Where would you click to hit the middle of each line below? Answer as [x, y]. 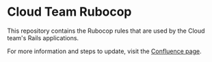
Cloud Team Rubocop [69, 12]
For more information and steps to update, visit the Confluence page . [104, 51]
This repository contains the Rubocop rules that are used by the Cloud [106, 31]
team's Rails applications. [43, 37]
